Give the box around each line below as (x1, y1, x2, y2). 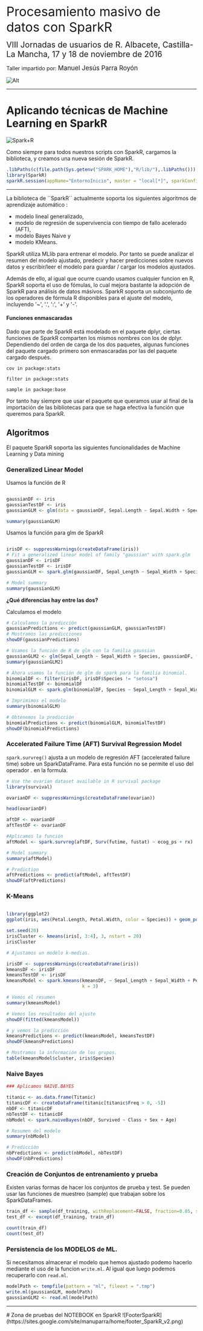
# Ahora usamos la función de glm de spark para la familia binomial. (6, 670, 188, 676)
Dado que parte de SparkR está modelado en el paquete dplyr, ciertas (6, 328, 181, 335)
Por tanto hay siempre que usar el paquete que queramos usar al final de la (6, 397, 193, 404)
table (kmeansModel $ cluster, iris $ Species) (6, 1055, 115, 1061)
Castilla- (162, 40, 194, 50)
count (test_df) (6, 1230, 45, 1236)
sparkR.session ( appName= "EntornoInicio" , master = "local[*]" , (6, 178, 169, 184)
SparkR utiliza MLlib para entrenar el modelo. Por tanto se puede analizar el (6, 250, 195, 258)
